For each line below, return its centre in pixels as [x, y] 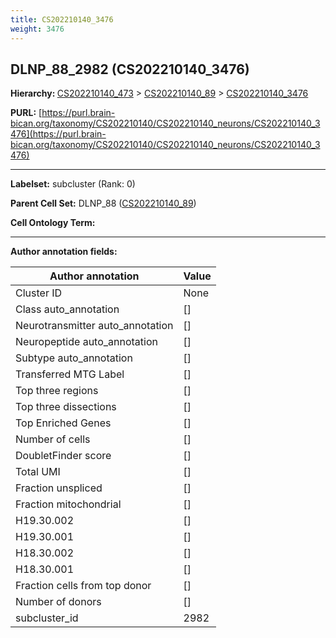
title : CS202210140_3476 [62, 19]
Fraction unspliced [59, 488]
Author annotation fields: [64, 252]
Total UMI [38, 472]
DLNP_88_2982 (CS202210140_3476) [130, 69]
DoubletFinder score [63, 456]
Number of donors [58, 602]
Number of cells [53, 439]
